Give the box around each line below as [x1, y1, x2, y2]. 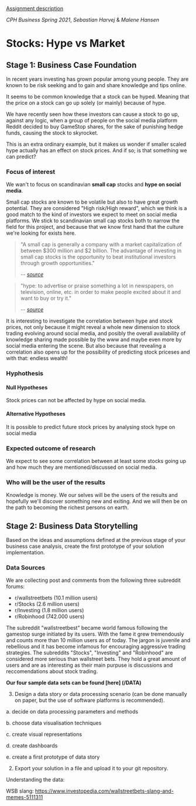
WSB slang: [6, 787, 34, 795]
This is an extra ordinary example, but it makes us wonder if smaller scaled [6, 140, 187, 148]
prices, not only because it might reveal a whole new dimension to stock [6, 324, 180, 331]
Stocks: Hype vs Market [6, 37, 125, 50]
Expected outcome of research [6, 444, 96, 452]
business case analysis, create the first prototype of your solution [6, 543, 164, 550]
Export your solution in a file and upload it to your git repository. [14, 765, 169, 772]
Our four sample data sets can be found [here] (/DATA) [6, 679, 142, 687]
